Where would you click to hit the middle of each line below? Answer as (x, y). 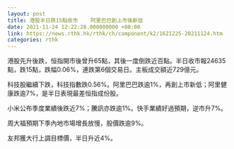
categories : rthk (33, 40)
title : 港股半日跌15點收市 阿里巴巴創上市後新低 (75, 20)
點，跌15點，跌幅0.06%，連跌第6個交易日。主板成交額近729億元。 (105, 70)
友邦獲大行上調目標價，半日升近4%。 (62, 138)
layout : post (27, 14)
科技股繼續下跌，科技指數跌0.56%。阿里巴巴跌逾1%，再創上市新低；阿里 (114, 84)
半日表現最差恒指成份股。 (85, 93)
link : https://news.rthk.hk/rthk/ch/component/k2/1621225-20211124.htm (115, 33)
